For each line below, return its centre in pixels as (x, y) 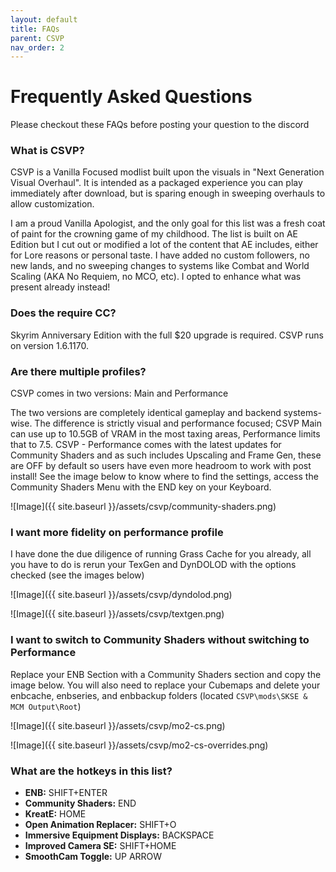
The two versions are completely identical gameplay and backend (146, 413)
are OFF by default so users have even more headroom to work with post (161, 466)
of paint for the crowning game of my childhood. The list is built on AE (154, 234)
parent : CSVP (37, 38)
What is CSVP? (47, 151)
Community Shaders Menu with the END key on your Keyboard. (141, 487)
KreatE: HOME (55, 813)
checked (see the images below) (77, 575)
